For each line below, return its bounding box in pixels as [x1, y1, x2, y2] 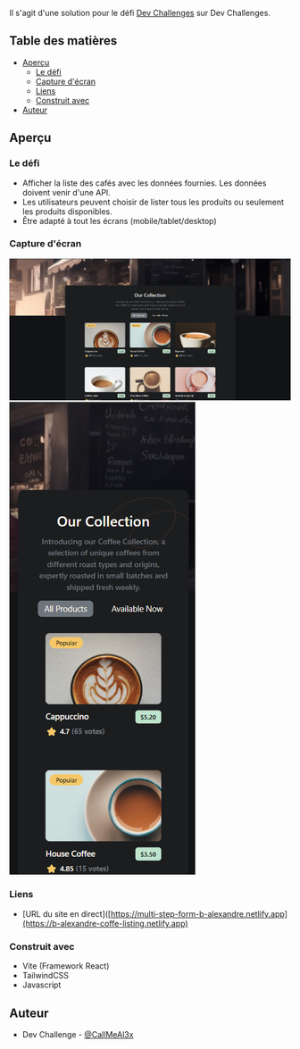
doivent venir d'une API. [21, 187, 112, 197]
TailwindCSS [21, 970, 70, 981]
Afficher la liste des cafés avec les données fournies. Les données [21, 178, 267, 188]
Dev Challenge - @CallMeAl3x [21, 1028, 134, 1039]
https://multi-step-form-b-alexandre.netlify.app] [110, 908, 288, 919]
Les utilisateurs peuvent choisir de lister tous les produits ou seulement [21, 196, 284, 207]
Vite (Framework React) [21, 961, 110, 971]
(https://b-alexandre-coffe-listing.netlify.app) [21, 918, 189, 928]
